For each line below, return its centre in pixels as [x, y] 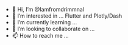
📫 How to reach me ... [40, 36]
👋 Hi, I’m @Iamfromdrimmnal [48, 9]
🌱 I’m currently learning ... [44, 22]
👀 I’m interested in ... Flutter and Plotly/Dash [67, 16]
